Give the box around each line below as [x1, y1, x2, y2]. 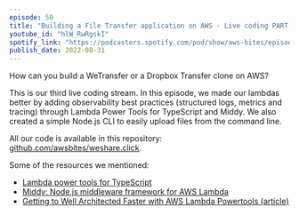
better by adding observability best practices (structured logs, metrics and [9, 97, 283, 107]
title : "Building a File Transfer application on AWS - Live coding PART [9, 21, 289, 30]
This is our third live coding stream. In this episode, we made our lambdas [9, 88, 280, 99]
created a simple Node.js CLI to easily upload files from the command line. [9, 116, 282, 127]
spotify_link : [9, 37, 62, 47]
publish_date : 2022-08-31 [9, 46, 105, 55]
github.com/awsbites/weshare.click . [9, 143, 142, 154]
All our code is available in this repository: [9, 133, 163, 144]
